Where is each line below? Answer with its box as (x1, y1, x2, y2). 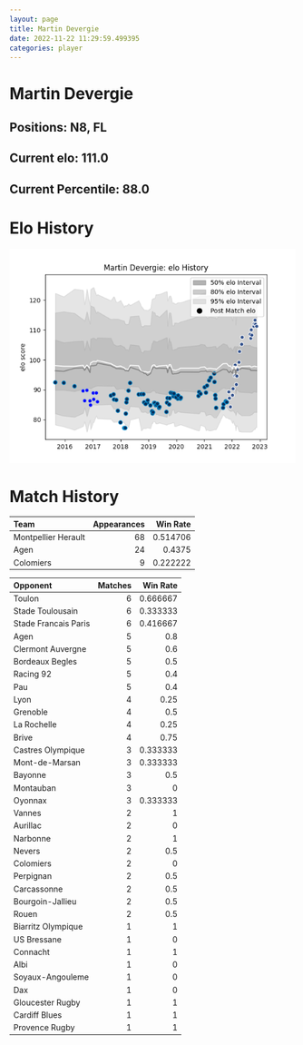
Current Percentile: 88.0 (9, 182, 150, 197)
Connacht (13, 946, 50, 957)
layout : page (9, 15, 59, 24)
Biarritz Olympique (13, 922, 83, 932)
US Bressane (13, 933, 62, 944)
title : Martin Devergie (9, 24, 100, 34)
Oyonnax (13, 794, 47, 805)
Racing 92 (13, 668, 52, 680)
